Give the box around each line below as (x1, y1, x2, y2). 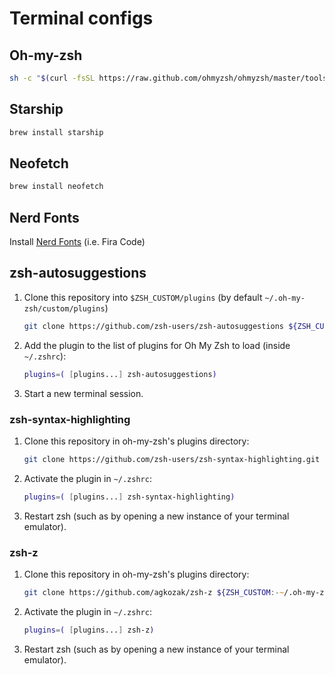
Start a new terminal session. (23, 387, 144, 399)
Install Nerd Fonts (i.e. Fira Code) (9, 236, 146, 248)
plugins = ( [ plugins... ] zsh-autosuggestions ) (23, 369, 217, 379)
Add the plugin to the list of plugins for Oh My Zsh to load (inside (23, 339, 291, 351)
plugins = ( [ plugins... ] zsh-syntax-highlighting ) (23, 492, 236, 502)
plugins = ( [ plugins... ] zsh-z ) (23, 625, 155, 635)
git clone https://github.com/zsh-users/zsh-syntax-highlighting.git (23, 454, 321, 464)
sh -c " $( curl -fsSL (9, 73, 96, 83)
